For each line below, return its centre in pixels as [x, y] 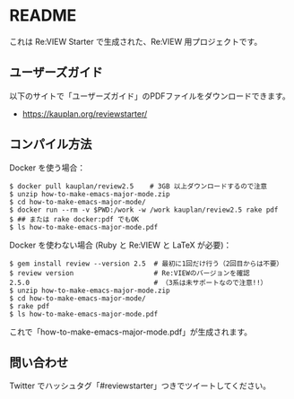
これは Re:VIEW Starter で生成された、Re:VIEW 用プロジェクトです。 [136, 41]
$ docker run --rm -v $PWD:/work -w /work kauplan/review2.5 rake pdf [144, 210]
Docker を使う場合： [48, 168]
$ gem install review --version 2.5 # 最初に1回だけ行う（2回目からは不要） [147, 264]
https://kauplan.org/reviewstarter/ [85, 114]
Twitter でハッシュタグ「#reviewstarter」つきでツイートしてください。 [140, 386]
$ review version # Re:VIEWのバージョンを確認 [130, 273]
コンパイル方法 [51, 144]
